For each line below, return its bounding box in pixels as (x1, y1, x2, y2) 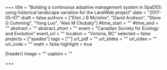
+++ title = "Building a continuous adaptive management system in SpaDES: (5, 4, 162, 10)
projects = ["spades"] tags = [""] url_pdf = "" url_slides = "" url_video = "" (5, 36, 157, 42)
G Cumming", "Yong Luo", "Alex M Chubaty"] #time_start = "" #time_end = (5, 20, 159, 26)
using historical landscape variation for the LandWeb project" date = (5, 9, 146, 15)
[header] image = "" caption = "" (5, 51, 73, 57)
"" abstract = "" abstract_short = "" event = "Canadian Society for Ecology (5, 25, 159, 31)
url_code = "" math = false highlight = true (5, 41, 92, 47)
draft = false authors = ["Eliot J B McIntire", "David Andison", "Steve (21, 15, 161, 20)
